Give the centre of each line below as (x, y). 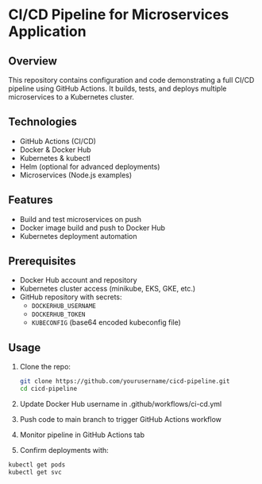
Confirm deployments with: (64, 450)
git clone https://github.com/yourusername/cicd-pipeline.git (125, 381)
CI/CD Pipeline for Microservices (119, 15)
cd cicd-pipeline (48, 389)
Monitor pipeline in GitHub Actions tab (82, 435)
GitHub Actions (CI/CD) (58, 141)
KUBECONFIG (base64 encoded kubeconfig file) (106, 322)
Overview (33, 61)
